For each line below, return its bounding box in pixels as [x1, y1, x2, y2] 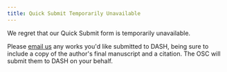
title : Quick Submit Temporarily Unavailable [7, 10, 140, 17]
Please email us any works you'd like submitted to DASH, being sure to [7, 42, 209, 50]
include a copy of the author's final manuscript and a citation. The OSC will [7, 49, 221, 58]
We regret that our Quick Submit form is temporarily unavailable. [7, 29, 191, 37]
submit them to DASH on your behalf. [7, 56, 113, 65]
